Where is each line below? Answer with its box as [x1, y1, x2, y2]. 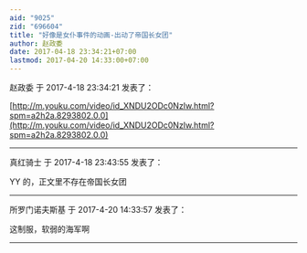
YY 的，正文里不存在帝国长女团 [9, 176, 127, 187]
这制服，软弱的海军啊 [9, 224, 90, 234]
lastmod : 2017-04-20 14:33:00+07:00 [9, 56, 149, 65]
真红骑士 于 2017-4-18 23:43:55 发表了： [9, 157, 164, 167]
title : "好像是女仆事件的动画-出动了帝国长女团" [9, 30, 174, 39]
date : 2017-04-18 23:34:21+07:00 [9, 47, 137, 57]
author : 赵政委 [9, 38, 63, 48]
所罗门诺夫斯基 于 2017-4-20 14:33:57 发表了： [9, 205, 187, 215]
